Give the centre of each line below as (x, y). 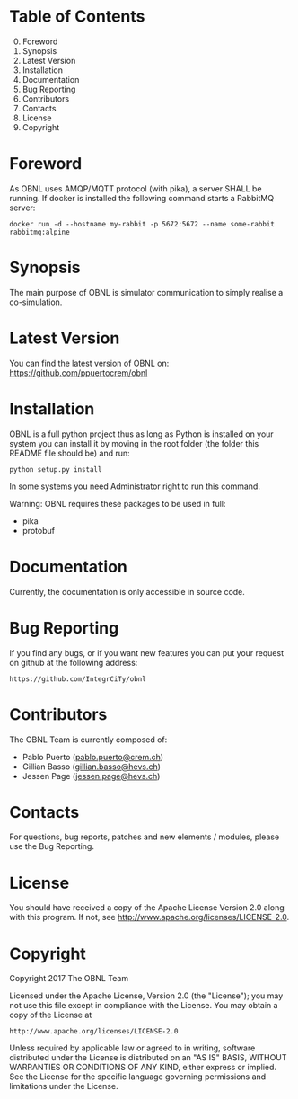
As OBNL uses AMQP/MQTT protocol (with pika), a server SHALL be (136, 188)
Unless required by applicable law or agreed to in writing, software (132, 1048)
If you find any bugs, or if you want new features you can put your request (147, 652)
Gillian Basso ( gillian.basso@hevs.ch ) (92, 767)
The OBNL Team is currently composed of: (88, 740)
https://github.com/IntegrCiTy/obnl (78, 679)
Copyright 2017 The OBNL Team (69, 979)
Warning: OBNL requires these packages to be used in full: (118, 503)
